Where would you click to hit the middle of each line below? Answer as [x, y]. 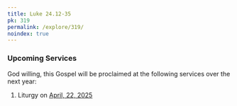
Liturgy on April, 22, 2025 [55, 95]
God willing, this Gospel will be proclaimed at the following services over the [119, 73]
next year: [22, 81]
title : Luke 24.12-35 [39, 14]
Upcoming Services [42, 59]
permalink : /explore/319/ [45, 27]
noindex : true [28, 34]
